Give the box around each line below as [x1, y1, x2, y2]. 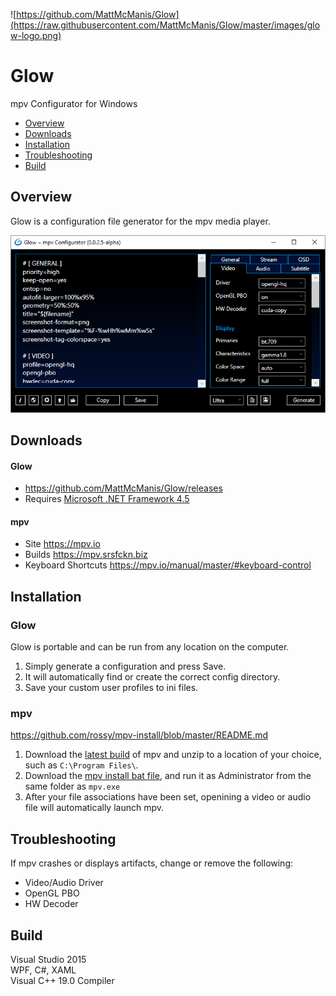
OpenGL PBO [24, 887, 80, 899]
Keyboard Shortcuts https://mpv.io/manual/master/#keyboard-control [24, 559, 312, 571]
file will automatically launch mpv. [24, 802, 165, 814]
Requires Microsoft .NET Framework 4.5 [24, 493, 190, 505]
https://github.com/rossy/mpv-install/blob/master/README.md [10, 729, 269, 741]
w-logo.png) [10, 30, 62, 41]
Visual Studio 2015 [10, 953, 87, 965]
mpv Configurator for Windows [10, 97, 138, 109]
